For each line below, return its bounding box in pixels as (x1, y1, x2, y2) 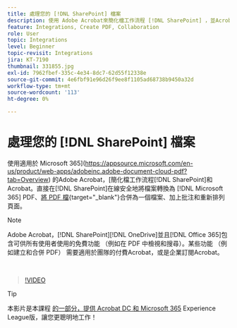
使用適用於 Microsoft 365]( (7, 159, 86, 167)
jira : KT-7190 (7, 56, 49, 63)
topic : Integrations (7, 37, 68, 44)
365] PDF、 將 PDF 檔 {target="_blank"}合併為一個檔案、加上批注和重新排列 (7, 193, 225, 201)
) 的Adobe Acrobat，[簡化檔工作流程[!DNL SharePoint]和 (48, 175, 213, 183)
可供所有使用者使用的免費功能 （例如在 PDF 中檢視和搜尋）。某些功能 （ (13, 239, 221, 248)
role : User (7, 30, 39, 37)
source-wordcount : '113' (7, 89, 80, 96)
